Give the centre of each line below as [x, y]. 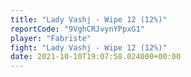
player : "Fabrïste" [51, 38]
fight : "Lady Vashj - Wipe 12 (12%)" [89, 47]
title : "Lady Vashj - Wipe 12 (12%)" [89, 19]
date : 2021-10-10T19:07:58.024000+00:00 [96, 57]
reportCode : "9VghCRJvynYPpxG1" [77, 29]
